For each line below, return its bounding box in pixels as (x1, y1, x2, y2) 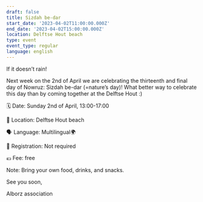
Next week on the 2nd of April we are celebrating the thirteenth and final (6, 77, 188, 84)
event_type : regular (6, 43, 59, 49)
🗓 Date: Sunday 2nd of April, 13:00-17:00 (6, 102, 109, 110)
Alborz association (6, 190, 53, 197)
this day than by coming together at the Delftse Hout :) (6, 89, 143, 97)
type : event (6, 37, 36, 43)
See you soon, (6, 178, 43, 186)
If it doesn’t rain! (6, 65, 47, 72)
